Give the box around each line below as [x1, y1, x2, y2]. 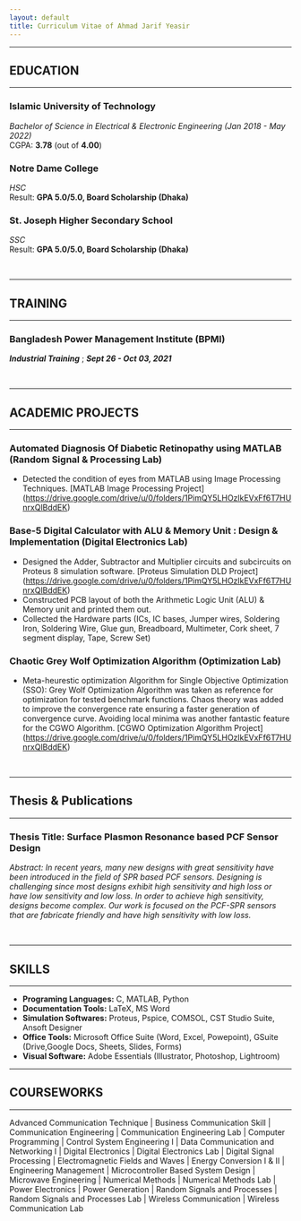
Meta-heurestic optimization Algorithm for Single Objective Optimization [21, 675, 289, 686]
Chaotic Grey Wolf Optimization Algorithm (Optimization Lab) [9, 655, 282, 667]
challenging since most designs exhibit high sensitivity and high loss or [9, 881, 272, 892]
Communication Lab [9, 1202, 84, 1214]
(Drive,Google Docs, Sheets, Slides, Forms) [21, 1041, 182, 1052]
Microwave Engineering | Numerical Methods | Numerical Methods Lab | [9, 1174, 276, 1185]
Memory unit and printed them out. [21, 604, 151, 615]
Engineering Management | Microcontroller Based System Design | [9, 1165, 255, 1175]
